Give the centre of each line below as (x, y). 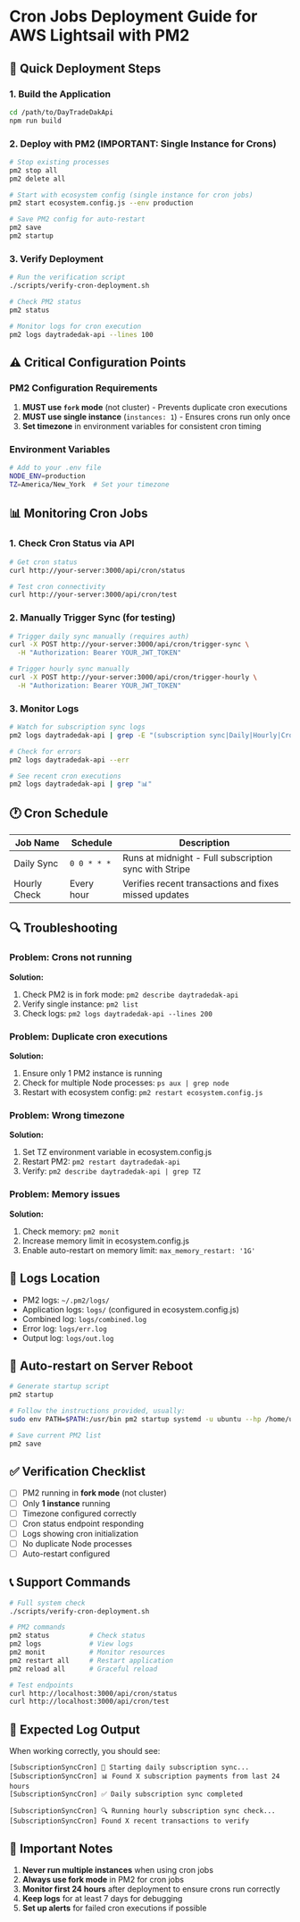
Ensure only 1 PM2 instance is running (92, 1074)
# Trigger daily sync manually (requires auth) (100, 636)
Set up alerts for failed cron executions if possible (114, 1908)
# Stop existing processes (59, 162)
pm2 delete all (37, 179)
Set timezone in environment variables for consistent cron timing (142, 426)
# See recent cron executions (66, 776)
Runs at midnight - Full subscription (197, 858)
